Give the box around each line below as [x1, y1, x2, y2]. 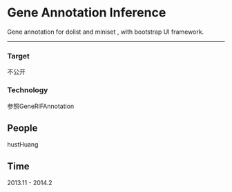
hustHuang [7, 140, 39, 149]
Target [7, 51, 30, 61]
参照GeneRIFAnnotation [7, 102, 75, 110]
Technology [7, 85, 48, 95]
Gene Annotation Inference [7, 5, 166, 21]
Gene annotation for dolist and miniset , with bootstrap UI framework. [7, 28, 204, 36]
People [7, 122, 38, 134]
